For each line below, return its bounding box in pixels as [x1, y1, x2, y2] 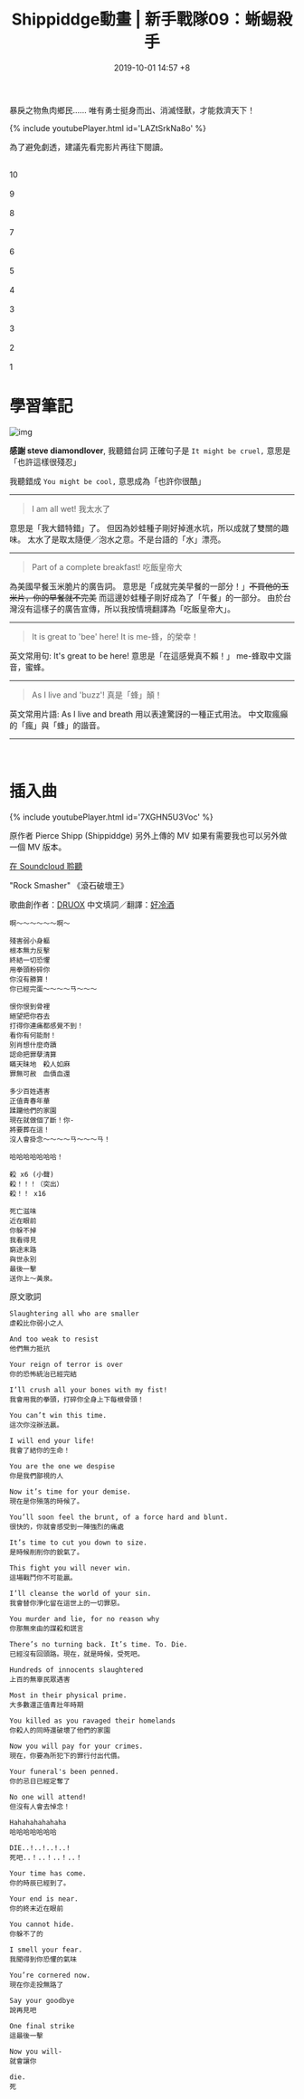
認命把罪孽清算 [9, 1049, 57, 1059]
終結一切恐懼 [9, 955, 51, 964]
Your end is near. [9, 1894, 79, 1904]
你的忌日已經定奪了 [9, 1776, 71, 1786]
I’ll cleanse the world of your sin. [9, 1589, 152, 1598]
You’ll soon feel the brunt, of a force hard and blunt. [9, 1513, 229, 1522]
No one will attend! [9, 1792, 88, 1801]
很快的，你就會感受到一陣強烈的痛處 [9, 1522, 125, 1531]
